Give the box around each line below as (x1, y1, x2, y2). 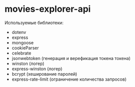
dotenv (11, 29, 27, 35)
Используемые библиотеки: (4, 20, 64, 26)
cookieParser (11, 45, 39, 51)
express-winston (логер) (11, 65, 63, 72)
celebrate (11, 50, 32, 56)
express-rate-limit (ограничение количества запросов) (11, 76, 127, 82)
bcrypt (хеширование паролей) (11, 71, 77, 77)
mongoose (11, 39, 34, 45)
